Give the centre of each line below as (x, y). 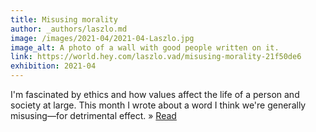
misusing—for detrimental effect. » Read (93, 115)
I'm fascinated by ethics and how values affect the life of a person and (155, 94)
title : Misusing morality (64, 19)
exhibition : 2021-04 (53, 66)
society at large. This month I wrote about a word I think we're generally (158, 105)
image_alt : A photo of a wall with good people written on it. (145, 47)
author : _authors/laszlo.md (69, 29)
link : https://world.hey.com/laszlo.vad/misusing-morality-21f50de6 (156, 57)
